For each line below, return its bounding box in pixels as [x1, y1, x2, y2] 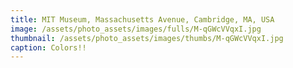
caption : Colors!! [10, 42, 87, 53]
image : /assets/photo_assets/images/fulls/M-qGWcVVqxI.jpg [10, 24, 262, 34]
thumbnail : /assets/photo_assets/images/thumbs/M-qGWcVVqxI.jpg [10, 33, 284, 43]
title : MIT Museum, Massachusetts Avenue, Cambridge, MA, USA [10, 14, 275, 25]
